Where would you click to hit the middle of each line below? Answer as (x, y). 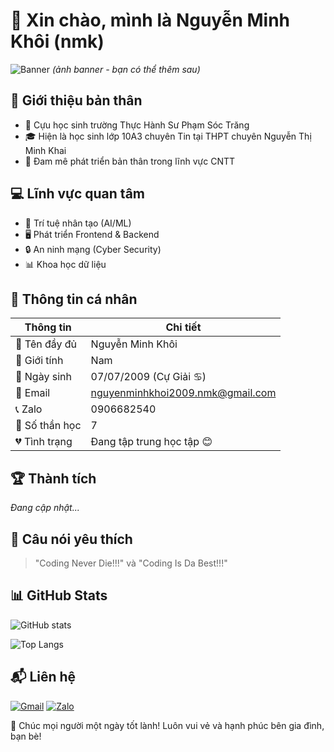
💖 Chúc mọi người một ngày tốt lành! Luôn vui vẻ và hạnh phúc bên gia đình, (167, 725)
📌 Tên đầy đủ (46, 344)
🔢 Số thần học (48, 426)
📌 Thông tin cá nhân (74, 299)
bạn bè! (26, 736)
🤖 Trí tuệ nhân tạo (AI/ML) (78, 223)
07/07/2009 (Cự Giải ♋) (148, 377)
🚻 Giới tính (39, 361)
